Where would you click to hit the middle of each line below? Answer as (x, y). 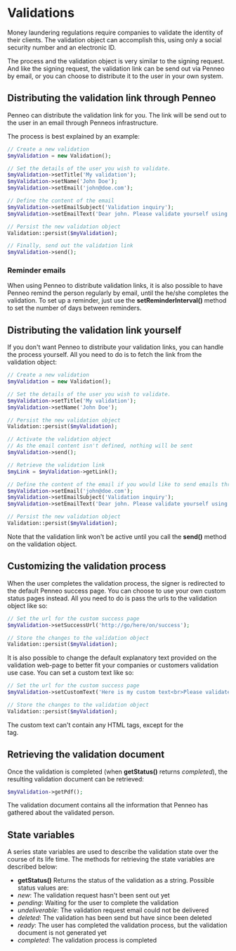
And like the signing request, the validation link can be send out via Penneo (116, 68)
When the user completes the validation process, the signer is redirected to (116, 583)
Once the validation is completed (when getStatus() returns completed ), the (118, 771)
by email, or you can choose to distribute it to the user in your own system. (115, 76)
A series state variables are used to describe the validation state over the (113, 852)
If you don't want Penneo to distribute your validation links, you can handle (116, 347)
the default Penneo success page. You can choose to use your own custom (117, 591)
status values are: (43, 888)
